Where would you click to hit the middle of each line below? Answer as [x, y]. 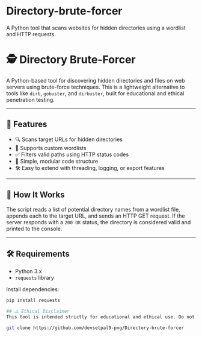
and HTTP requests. [31, 34]
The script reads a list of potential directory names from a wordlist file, [93, 209]
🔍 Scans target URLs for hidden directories [69, 139]
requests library [34, 278]
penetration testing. [31, 99]
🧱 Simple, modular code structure [57, 161]
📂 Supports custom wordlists [50, 148]
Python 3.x [28, 271]
